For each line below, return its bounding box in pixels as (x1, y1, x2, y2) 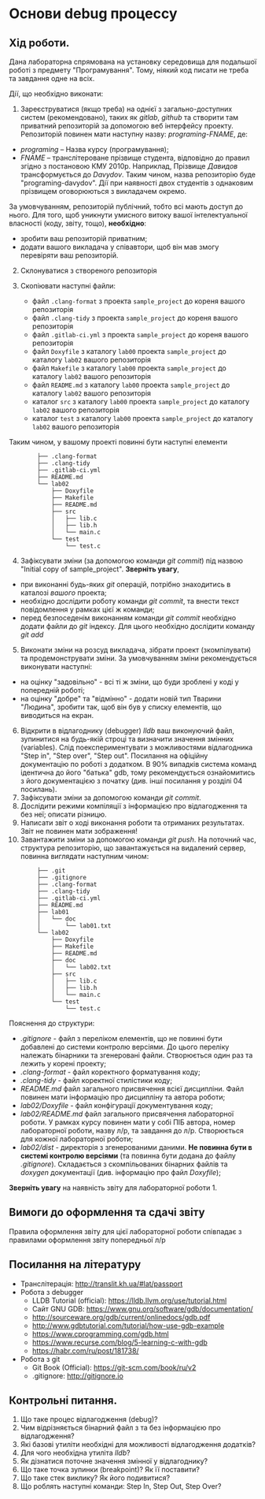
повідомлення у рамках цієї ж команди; (20, 604, 155, 614)
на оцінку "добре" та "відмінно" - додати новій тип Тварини (20, 694, 222, 703)
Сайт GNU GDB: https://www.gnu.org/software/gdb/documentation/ (31, 1304, 254, 1313)
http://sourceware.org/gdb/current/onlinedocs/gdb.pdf (31, 1312, 211, 1322)
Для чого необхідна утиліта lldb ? (20, 1448, 131, 1458)
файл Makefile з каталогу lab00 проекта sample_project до (31, 363, 226, 373)
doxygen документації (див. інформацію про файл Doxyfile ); (20, 1168, 221, 1177)
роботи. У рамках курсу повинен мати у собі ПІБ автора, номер (20, 1118, 236, 1127)
